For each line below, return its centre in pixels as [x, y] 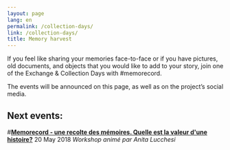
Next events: [35, 115]
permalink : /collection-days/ [50, 26]
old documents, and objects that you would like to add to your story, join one [115, 66]
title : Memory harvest [39, 39]
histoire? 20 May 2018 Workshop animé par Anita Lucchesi [92, 139]
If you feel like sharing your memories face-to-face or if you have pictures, [113, 58]
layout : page [26, 13]
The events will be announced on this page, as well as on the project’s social [115, 87]
